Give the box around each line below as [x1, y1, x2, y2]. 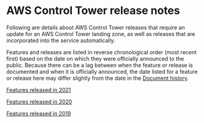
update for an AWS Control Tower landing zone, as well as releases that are [6, 30, 195, 37]
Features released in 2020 [6, 98, 72, 105]
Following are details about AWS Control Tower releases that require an [6, 24, 185, 31]
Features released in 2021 [6, 86, 71, 93]
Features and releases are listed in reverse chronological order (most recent [6, 48, 197, 55]
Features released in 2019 [6, 110, 71, 117]
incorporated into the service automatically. [6, 37, 116, 44]
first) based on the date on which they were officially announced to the [6, 55, 185, 62]
